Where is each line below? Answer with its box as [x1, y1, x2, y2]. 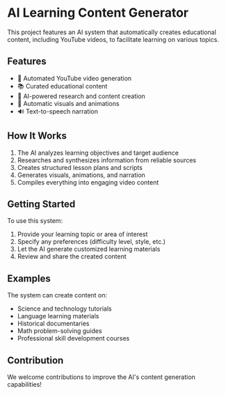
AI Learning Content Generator [7, 5, 189, 21]
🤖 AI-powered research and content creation [17, 92, 146, 100]
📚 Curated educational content [17, 82, 108, 90]
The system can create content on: [7, 291, 108, 300]
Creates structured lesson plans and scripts [17, 163, 143, 171]
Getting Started [7, 198, 76, 210]
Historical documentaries [17, 319, 90, 328]
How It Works [7, 130, 67, 142]
